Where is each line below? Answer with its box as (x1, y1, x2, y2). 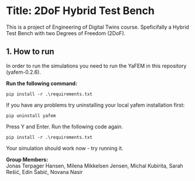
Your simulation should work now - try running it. (6, 145, 124, 152)
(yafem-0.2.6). (6, 69, 41, 76)
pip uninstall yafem (6, 112, 57, 118)
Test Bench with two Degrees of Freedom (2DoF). (6, 29, 126, 36)
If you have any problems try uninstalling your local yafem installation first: (6, 101, 185, 108)
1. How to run (6, 47, 54, 57)
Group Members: (6, 156, 48, 163)
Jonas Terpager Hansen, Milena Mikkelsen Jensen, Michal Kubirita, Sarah (6, 162, 183, 169)
